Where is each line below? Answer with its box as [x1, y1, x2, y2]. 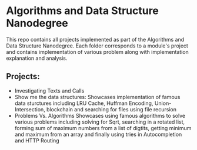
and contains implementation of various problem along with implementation [6, 48, 189, 55]
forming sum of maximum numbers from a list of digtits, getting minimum [14, 124, 192, 131]
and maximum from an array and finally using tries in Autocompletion [14, 131, 182, 138]
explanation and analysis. [6, 54, 68, 62]
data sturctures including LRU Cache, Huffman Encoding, [14, 100, 153, 107]
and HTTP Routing [14, 137, 60, 144]
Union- [154, 100, 172, 107]
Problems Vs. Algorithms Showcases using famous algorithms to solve [14, 112, 186, 119]
